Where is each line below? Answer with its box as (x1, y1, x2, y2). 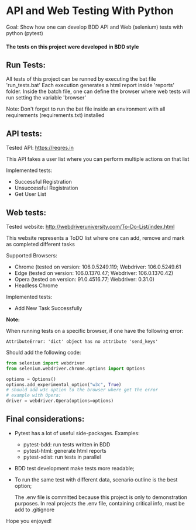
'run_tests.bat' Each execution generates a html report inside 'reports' (6, 82, 174, 89)
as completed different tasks (6, 240, 75, 247)
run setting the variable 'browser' (6, 94, 87, 101)
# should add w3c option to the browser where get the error (6, 387, 159, 393)
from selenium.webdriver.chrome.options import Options (6, 366, 145, 371)
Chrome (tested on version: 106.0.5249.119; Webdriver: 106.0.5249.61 (14, 263, 181, 270)
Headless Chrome (14, 282, 59, 289)
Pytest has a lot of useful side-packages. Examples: (14, 429, 140, 436)
